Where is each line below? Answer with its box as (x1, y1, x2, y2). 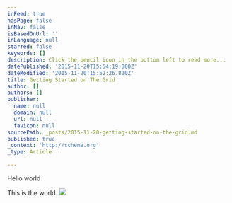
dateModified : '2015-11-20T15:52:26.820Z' (7, 69, 134, 76)
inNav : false (7, 23, 46, 30)
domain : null (13, 109, 52, 116)
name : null (13, 103, 46, 110)
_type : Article (7, 149, 52, 156)
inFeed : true (7, 10, 46, 18)
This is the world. (7, 189, 58, 197)
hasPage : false (7, 17, 52, 24)
